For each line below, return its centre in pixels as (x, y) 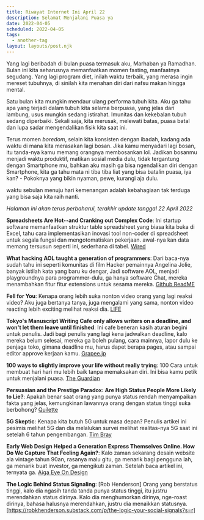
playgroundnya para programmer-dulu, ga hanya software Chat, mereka (97, 277)
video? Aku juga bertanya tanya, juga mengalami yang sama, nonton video (100, 302)
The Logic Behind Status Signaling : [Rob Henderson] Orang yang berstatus (102, 484)
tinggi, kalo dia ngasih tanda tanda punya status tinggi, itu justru (87, 491)
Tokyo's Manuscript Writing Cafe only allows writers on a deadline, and (99, 321)
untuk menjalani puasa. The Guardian (53, 378)
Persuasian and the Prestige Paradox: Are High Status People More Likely (101, 390)
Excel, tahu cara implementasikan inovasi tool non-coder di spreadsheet (97, 233)
